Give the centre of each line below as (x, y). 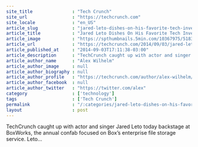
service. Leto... (24, 139)
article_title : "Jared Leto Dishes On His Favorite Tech (93, 34)
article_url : (41, 45)
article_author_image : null (47, 66)
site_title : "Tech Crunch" (59, 11)
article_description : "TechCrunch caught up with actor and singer (99, 55)
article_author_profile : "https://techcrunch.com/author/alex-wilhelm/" (101, 77)
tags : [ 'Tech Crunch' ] (62, 99)
